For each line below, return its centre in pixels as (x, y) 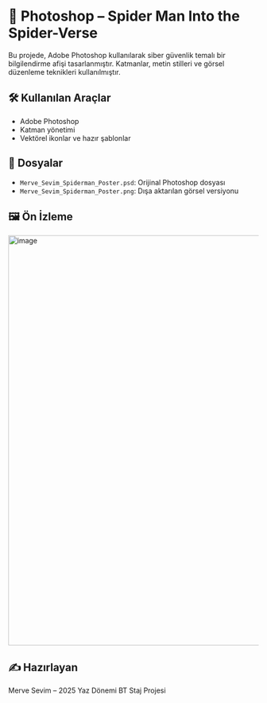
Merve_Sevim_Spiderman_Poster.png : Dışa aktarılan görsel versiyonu (129, 191)
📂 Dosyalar (36, 163)
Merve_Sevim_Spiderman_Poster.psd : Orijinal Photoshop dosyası (122, 182)
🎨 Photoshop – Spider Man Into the (124, 16)
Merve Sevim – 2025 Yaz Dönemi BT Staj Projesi (87, 690)
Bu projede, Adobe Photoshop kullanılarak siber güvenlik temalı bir (117, 55)
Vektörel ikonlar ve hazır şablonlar (75, 138)
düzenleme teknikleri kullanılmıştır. (64, 72)
